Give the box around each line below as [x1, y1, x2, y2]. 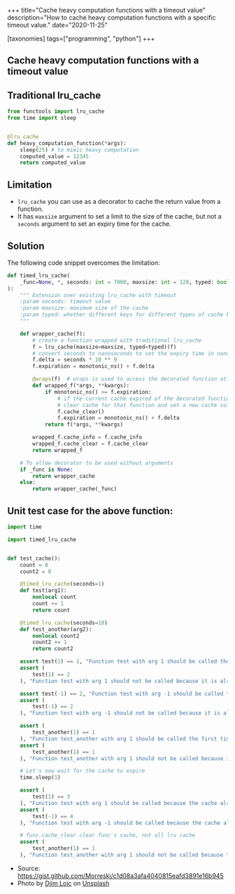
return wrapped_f [32, 446, 83, 454]
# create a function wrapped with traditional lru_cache [32, 336, 201, 344]
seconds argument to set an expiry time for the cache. [17, 220, 171, 228]
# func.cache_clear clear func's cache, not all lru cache [20, 832, 196, 839]
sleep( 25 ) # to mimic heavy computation [20, 146, 139, 153]
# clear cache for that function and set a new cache [57, 401, 218, 408]
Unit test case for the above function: [7, 504, 173, 517]
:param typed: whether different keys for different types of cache [20, 311, 224, 318]
